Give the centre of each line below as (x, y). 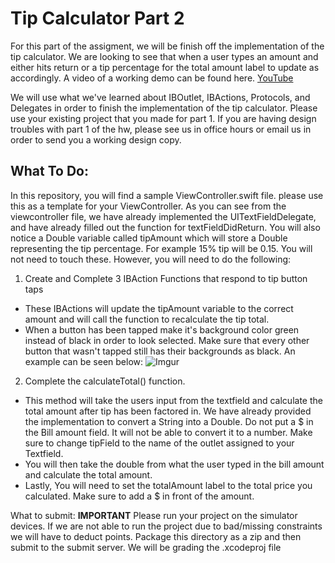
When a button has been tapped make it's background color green (162, 329)
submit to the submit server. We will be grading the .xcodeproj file (146, 547)
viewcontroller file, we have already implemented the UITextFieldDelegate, (163, 216)
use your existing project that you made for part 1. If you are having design (163, 118)
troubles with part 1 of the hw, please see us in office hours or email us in (161, 129)
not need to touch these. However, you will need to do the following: (151, 259)
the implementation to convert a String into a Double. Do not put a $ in (169, 421)
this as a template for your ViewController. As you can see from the (148, 206)
